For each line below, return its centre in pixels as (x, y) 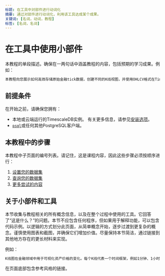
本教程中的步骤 (28, 143)
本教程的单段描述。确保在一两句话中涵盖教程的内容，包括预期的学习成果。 (80, 64)
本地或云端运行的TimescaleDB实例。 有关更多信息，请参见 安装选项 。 (82, 119)
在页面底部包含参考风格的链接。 (37, 269)
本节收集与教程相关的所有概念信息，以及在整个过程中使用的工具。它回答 (78, 214)
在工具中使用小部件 (44, 49)
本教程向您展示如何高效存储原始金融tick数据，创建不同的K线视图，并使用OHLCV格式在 (80, 79)
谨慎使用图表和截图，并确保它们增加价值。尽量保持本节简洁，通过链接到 (87, 233)
